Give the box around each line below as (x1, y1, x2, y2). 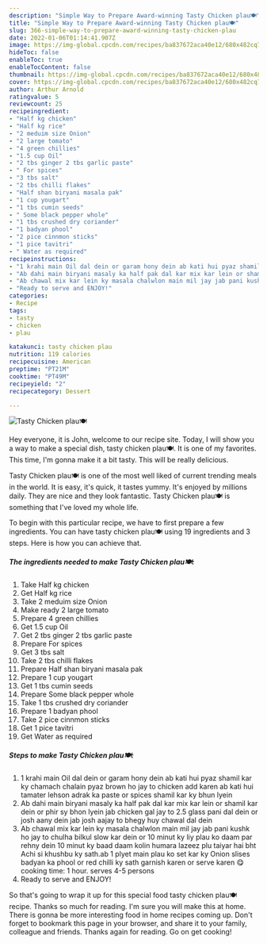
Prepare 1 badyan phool (20, 707, 98, 716)
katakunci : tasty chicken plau (9, 343, 113, 351)
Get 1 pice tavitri (20, 723, 74, 733)
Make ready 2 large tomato (20, 605, 109, 615)
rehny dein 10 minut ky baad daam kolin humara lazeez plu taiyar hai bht (20, 841, 257, 850)
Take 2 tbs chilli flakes (20, 656, 93, 666)
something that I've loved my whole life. (9, 503, 139, 512)
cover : (9, 78, 31, 86)
